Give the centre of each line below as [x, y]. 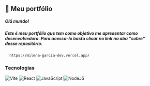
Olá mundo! [17, 21]
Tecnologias [20, 68]
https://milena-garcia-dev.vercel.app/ [50, 55]
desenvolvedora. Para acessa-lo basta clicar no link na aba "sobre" [75, 39]
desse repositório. [24, 43]
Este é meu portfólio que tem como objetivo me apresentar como [72, 33]
